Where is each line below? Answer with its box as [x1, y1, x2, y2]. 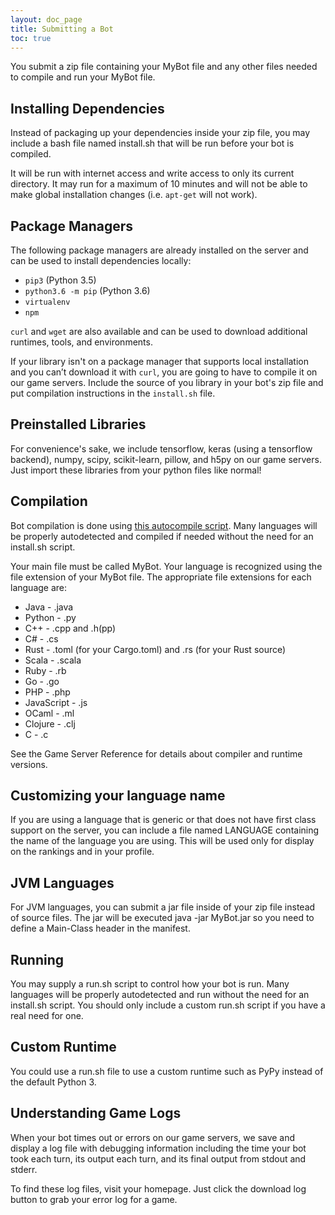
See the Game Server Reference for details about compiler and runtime [10, 747, 303, 760]
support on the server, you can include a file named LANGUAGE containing [10, 824, 320, 836]
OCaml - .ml [24, 707, 75, 719]
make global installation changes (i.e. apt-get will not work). [10, 189, 258, 201]
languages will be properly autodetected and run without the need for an [10, 989, 310, 1001]
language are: [10, 581, 68, 593]
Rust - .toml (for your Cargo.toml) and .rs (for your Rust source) [24, 643, 287, 655]
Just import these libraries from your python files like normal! [10, 464, 262, 476]
